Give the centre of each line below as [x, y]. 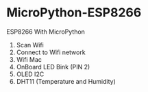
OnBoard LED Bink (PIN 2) [53, 67]
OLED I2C [30, 74]
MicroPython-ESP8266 [74, 13]
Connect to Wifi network [51, 52]
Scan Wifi [30, 45]
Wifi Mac [29, 59]
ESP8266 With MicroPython [46, 32]
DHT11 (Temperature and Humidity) [66, 81]
